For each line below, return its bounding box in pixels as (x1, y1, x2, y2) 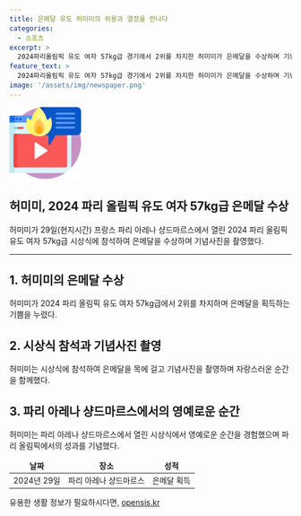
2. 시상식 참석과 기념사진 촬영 (9, 337, 162, 354)
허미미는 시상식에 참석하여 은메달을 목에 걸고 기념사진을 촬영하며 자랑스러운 (9, 363, 273, 374)
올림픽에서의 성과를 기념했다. (18, 441, 120, 450)
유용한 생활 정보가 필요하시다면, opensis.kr (9, 496, 160, 507)
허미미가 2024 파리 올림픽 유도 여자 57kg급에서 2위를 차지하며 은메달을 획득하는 (9, 298, 291, 309)
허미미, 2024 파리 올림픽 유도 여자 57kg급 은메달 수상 (9, 198, 289, 214)
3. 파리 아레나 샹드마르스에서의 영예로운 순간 (9, 404, 240, 419)
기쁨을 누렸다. (9, 310, 58, 320)
